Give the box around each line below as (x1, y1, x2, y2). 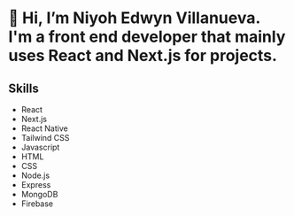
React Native (20, 123, 68, 134)
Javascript (20, 142, 60, 152)
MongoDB (20, 189, 58, 199)
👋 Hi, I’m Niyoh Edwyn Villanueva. (8, 8, 260, 28)
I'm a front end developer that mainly (8, 27, 286, 47)
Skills (8, 81, 39, 96)
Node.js (20, 170, 50, 181)
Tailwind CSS (20, 133, 70, 143)
